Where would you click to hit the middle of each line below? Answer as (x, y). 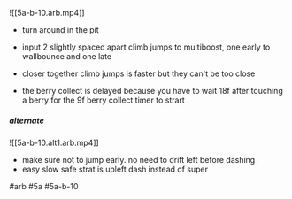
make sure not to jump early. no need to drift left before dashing (138, 159)
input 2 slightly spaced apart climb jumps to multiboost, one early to (146, 47)
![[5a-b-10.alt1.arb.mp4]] (54, 142)
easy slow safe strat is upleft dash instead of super (115, 169)
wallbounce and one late (67, 56)
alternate (27, 120)
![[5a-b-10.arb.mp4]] (47, 13)
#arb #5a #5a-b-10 (44, 186)
